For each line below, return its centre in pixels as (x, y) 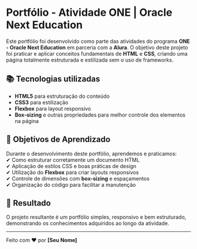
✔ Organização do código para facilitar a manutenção (71, 185)
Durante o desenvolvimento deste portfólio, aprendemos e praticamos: (91, 154)
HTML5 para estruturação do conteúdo (62, 96)
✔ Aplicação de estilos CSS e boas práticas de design (71, 166)
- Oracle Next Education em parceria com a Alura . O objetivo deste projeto (97, 47)
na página (27, 121)
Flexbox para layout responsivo (53, 108)
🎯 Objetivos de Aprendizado (58, 140)
